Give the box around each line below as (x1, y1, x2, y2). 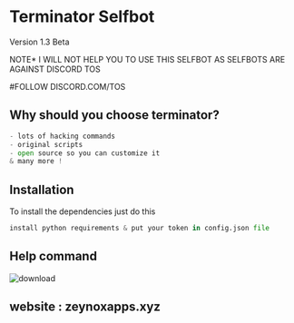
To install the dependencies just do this (9, 206, 156, 217)
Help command (9, 249, 98, 264)
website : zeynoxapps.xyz (9, 299, 162, 315)
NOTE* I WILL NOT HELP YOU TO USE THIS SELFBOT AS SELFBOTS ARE (9, 54, 286, 64)
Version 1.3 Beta (9, 36, 70, 47)
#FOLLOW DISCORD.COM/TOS (9, 81, 126, 92)
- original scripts (9, 140, 83, 149)
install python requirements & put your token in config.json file (9, 224, 270, 233)
